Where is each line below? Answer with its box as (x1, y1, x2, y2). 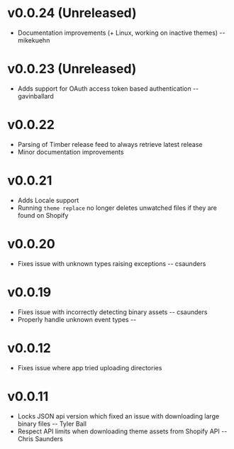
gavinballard (17, 92, 55, 100)
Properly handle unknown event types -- (17, 315, 137, 323)
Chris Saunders (17, 434, 64, 443)
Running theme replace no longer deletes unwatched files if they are (17, 204, 218, 212)
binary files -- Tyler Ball (17, 419, 87, 428)
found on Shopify (17, 211, 69, 219)
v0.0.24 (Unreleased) (7, 5, 137, 21)
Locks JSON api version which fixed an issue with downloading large (17, 411, 220, 420)
